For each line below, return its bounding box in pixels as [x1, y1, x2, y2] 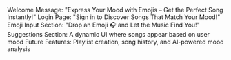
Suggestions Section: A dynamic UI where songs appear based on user [7, 31, 210, 38]
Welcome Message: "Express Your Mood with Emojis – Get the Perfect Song [7, 6, 223, 14]
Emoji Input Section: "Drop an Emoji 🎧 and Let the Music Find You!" [7, 20, 200, 29]
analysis [7, 45, 31, 53]
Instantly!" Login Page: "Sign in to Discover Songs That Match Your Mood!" [7, 13, 221, 21]
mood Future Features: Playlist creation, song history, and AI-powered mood [7, 37, 224, 46]
